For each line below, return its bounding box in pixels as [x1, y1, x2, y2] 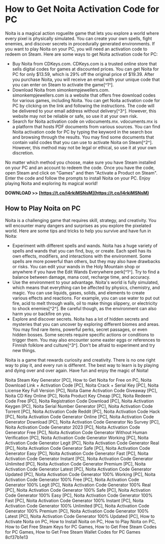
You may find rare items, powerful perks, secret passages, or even [12, 326, 148, 332]
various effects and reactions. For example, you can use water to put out [12, 295, 160, 301]
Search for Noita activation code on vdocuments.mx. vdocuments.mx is [12, 118, 158, 124]
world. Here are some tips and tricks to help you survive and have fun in [5, 228, 151, 234]
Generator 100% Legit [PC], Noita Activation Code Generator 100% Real [5, 482, 151, 488]
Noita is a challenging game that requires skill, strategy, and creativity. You [5, 217, 157, 223]
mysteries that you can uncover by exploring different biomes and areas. [12, 321, 160, 327]
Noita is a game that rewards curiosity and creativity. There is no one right [5, 357, 156, 363]
